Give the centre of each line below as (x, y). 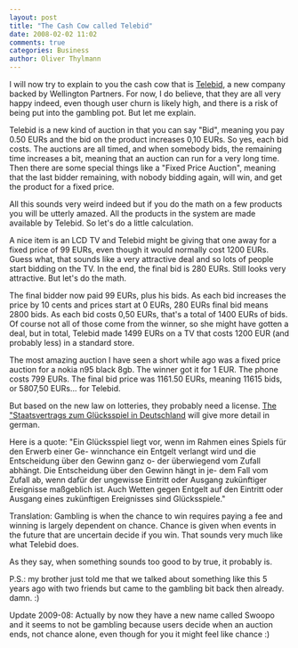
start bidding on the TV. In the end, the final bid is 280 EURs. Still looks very (148, 269)
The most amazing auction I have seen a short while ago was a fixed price (145, 360)
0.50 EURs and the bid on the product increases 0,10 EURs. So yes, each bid (149, 139)
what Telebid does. (44, 544)
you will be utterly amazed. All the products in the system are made (133, 213)
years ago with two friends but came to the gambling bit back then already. (147, 588)
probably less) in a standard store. (72, 343)
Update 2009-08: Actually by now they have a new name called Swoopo (142, 615)
